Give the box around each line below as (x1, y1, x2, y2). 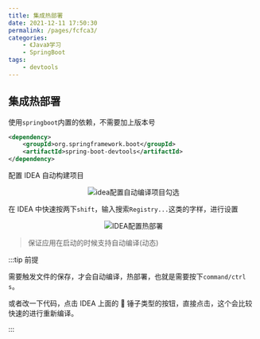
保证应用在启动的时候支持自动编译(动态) (27, 238, 159, 248)
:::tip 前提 (8, 255, 39, 264)
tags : (8, 56, 26, 64)
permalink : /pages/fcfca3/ (8, 26, 98, 34)
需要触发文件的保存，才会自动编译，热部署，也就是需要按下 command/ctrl (8, 272, 246, 282)
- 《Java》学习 (22, 41, 62, 49)
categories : (8, 33, 48, 42)
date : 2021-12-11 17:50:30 (8, 19, 98, 27)
